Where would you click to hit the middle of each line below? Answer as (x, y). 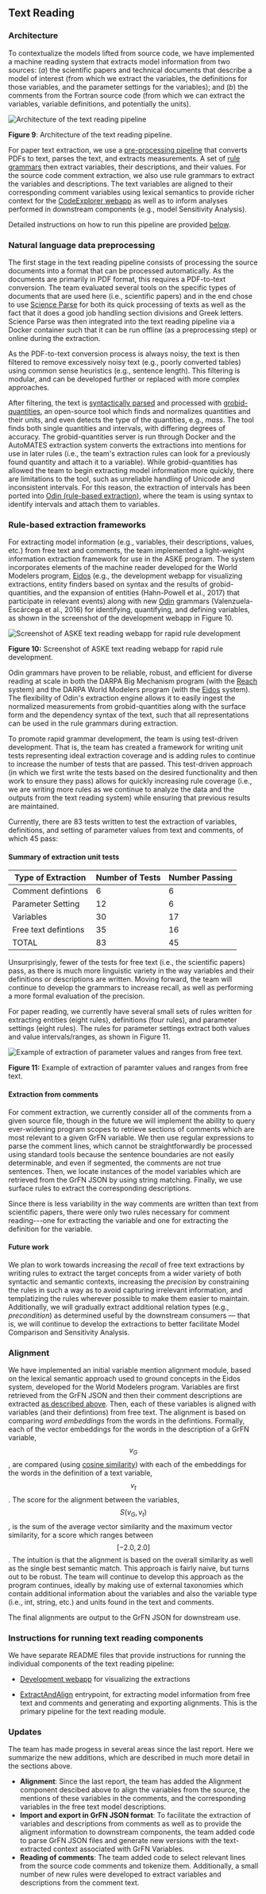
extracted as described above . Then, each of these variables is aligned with (132, 1404)
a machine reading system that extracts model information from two (119, 61)
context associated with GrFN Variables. (119, 1849)
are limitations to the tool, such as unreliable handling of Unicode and (121, 478)
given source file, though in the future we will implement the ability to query (132, 1121)
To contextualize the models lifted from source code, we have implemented (131, 53)
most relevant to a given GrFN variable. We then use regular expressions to (131, 1137)
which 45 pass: (33, 839)
